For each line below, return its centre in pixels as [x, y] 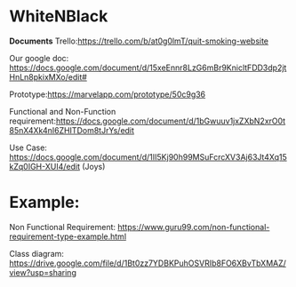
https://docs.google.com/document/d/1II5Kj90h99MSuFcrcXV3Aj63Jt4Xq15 [148, 156]
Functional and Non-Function [63, 111]
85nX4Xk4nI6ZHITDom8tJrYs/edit [72, 130]
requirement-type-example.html [68, 236]
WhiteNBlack [59, 16]
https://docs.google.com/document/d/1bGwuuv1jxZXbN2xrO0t [171, 121]
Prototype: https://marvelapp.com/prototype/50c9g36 [108, 94]
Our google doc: [39, 58]
